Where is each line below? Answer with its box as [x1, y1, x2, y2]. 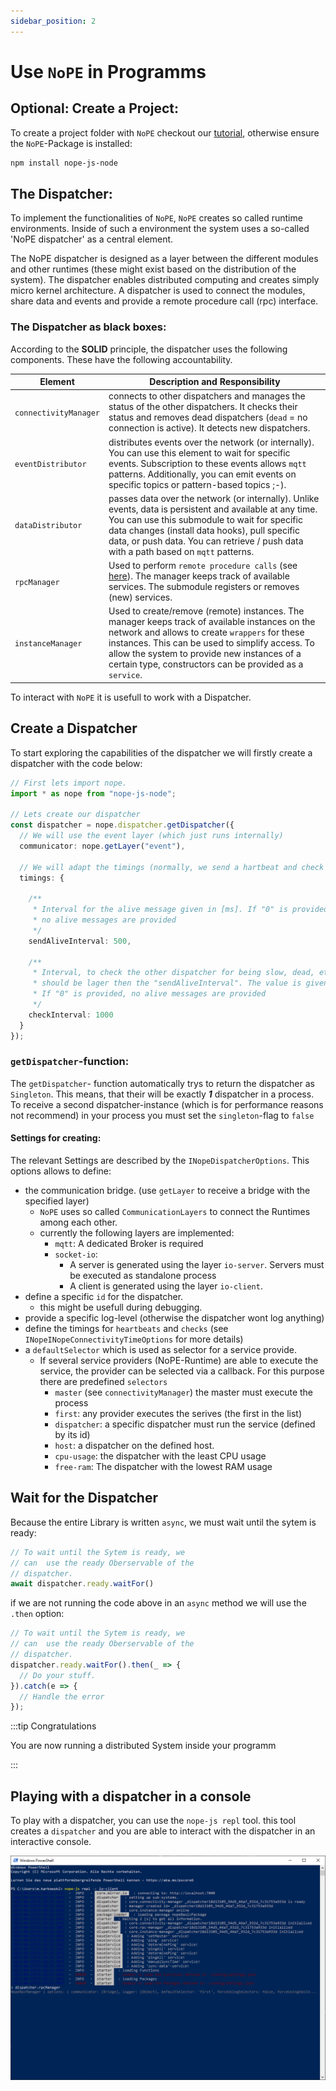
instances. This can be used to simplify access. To [108, 637, 315, 649]
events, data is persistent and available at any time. [108, 503, 318, 515]
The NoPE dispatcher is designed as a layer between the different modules [10, 253, 319, 265]
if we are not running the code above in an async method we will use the [10, 1597, 307, 1609]
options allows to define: [10, 1165, 112, 1177]
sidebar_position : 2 [10, 16, 97, 26]
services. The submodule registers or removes [108, 581, 300, 593]
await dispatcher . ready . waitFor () [10, 1579, 155, 1589]
